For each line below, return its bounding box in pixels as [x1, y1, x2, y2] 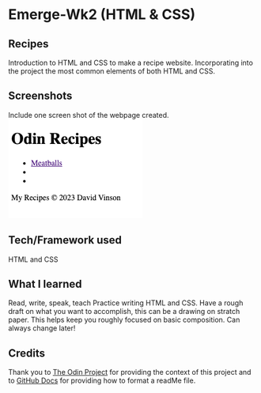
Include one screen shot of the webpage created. [8, 110, 169, 119]
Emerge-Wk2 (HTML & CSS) [8, 6, 196, 24]
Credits [8, 346, 46, 360]
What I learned [8, 278, 82, 291]
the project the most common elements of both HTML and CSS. [8, 66, 216, 76]
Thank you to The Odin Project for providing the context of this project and [8, 368, 252, 377]
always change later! [8, 323, 76, 333]
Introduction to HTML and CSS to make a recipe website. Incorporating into [8, 58, 253, 67]
